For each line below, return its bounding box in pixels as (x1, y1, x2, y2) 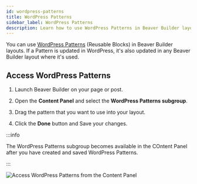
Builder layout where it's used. (6, 53, 79, 60)
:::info (6, 131, 20, 138)
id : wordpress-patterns (6, 8, 64, 15)
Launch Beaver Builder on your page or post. (14, 86, 123, 93)
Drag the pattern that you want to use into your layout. (14, 109, 145, 116)
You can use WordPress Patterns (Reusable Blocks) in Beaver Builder (6, 41, 173, 48)
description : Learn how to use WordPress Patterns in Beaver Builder (6, 25, 180, 31)
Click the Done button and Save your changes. (14, 120, 128, 127)
